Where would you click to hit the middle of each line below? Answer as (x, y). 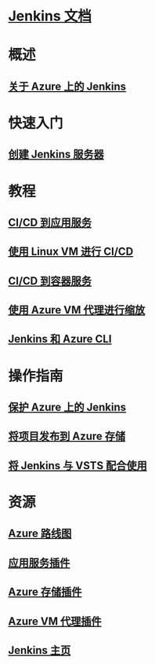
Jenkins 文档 (50, 16)
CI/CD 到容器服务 (50, 281)
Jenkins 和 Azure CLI (60, 339)
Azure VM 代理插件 (55, 621)
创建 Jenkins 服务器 (56, 154)
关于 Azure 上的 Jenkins (67, 86)
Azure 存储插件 (45, 592)
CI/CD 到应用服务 (50, 222)
